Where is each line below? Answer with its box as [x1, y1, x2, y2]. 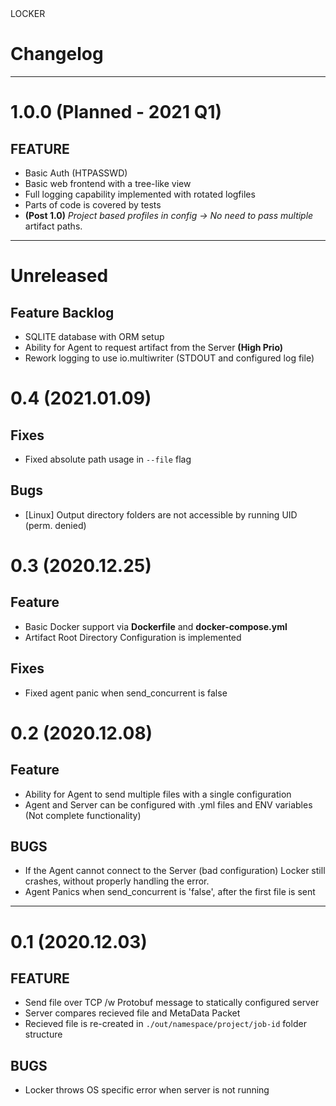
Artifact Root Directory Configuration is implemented [24, 631, 242, 643]
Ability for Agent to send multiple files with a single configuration [24, 788, 292, 800]
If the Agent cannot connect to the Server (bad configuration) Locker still [24, 865, 326, 877]
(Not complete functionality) [24, 809, 142, 821]
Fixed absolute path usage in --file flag [24, 453, 192, 465]
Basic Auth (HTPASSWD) [24, 167, 128, 179]
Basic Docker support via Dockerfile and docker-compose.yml [24, 620, 288, 632]
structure [24, 1028, 63, 1041]
